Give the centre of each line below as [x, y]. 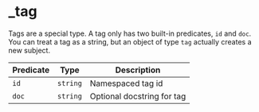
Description [138, 70]
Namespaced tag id [126, 83]
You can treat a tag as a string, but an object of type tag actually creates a [130, 41]
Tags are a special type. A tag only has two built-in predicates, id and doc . [130, 33]
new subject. [29, 50]
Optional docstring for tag [138, 96]
